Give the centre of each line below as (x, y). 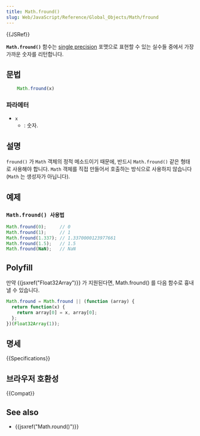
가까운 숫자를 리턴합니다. (35, 54)
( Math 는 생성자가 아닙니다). (38, 177)
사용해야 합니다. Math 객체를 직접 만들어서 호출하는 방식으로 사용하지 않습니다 (102, 169)
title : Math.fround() (33, 12)
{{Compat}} (20, 394)
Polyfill (19, 268)
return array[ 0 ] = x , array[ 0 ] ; (57, 313)
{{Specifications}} (28, 358)
